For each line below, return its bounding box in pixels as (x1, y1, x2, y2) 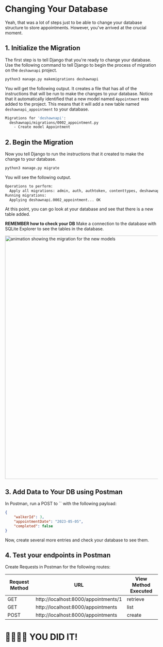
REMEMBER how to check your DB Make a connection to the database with (5, 221, 157, 227)
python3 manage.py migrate (5, 166, 60, 171)
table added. (5, 211, 31, 217)
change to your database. (5, 156, 57, 162)
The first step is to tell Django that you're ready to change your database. (5, 57, 151, 63)
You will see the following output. (5, 174, 71, 180)
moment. (5, 30, 23, 36)
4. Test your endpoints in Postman (5, 551, 111, 559)
